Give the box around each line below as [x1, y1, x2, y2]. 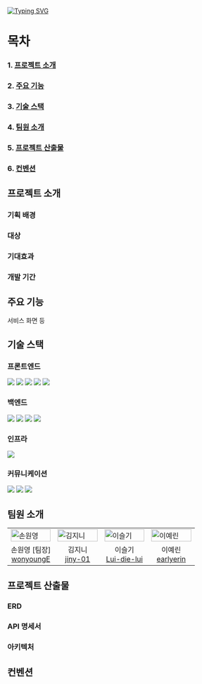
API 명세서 [7, 621, 42, 631]
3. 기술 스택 [7, 101, 44, 111]
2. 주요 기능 [7, 81, 44, 91]
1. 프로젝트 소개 [7, 61, 56, 70]
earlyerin [156, 555, 187, 564]
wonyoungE [11, 555, 51, 564]
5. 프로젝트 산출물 [7, 143, 64, 153]
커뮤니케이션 [7, 469, 48, 479]
